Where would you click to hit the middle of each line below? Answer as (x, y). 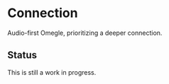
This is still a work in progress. (52, 72)
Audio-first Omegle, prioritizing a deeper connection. (85, 33)
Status (22, 55)
